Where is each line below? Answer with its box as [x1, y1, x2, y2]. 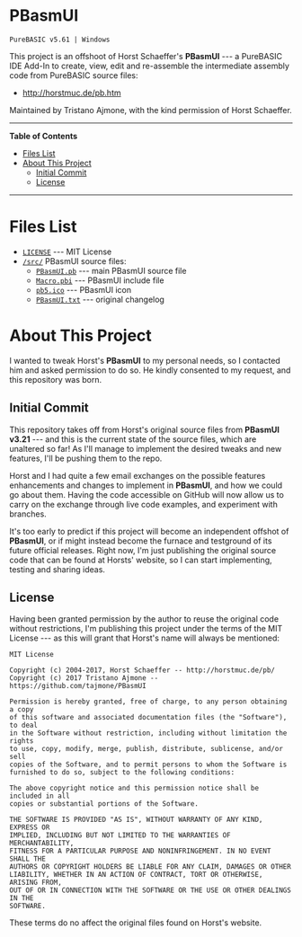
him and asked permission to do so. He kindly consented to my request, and [9, 365, 291, 376]
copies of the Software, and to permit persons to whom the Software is [9, 760, 288, 769]
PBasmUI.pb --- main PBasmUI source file [35, 265, 187, 276]
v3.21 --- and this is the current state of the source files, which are [9, 433, 257, 445]
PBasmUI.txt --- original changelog [35, 294, 164, 305]
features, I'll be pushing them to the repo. [9, 453, 163, 464]
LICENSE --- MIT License [22, 246, 112, 257]
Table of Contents [9, 130, 78, 141]
